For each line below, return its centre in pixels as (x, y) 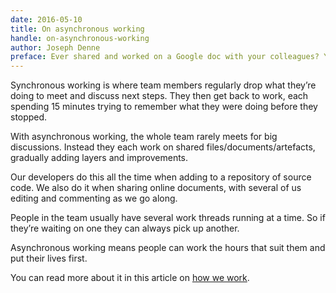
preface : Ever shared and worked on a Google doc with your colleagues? (165, 57)
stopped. (29, 117)
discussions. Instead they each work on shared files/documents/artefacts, (163, 147)
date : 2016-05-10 (46, 19)
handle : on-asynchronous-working (80, 38)
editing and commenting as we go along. (94, 198)
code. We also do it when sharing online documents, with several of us (156, 188)
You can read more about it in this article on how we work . (130, 278)
